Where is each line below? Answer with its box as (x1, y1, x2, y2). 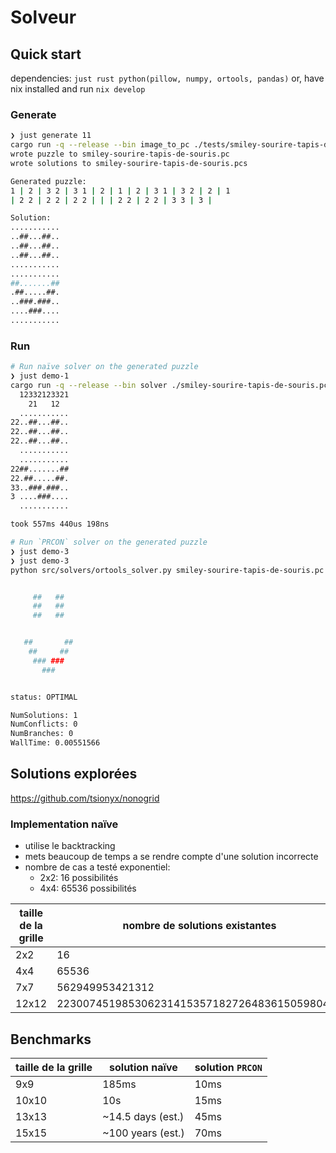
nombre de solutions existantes (122, 919, 277, 933)
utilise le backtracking (24, 840, 116, 852)
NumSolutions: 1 (10, 710, 78, 720)
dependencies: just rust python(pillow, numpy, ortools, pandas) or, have (10, 72, 325, 84)
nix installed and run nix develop (10, 83, 146, 95)
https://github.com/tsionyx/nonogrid (10, 792, 160, 804)
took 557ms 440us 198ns (10, 519, 110, 530)
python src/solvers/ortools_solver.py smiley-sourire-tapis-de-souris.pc (10, 565, 325, 575)
